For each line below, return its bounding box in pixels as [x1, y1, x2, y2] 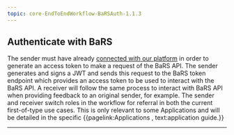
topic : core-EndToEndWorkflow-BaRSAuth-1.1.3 [7, 10, 141, 17]
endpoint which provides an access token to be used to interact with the [7, 77, 214, 85]
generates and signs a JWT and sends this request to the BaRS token [7, 69, 206, 77]
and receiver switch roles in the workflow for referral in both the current [7, 99, 213, 107]
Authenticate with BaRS [7, 36, 113, 48]
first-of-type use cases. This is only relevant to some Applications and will [7, 106, 221, 115]
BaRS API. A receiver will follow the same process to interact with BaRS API [7, 84, 223, 93]
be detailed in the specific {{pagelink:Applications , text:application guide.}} [7, 113, 224, 122]
